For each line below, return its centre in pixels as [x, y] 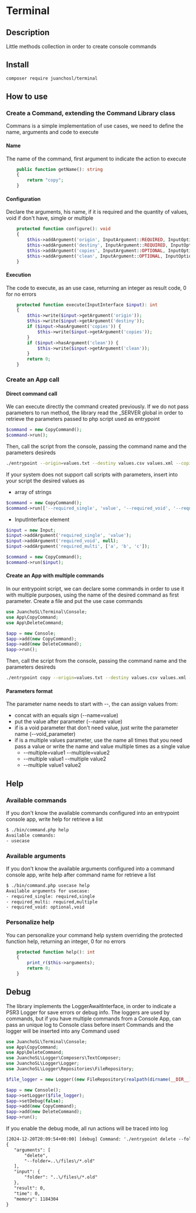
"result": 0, [29, 1188]
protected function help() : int [56, 952]
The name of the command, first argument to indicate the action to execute [96, 159]
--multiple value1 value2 [52, 765]
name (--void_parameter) [45, 734]
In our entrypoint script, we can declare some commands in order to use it [95, 589]
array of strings [33, 492]
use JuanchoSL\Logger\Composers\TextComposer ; [64, 1058]
